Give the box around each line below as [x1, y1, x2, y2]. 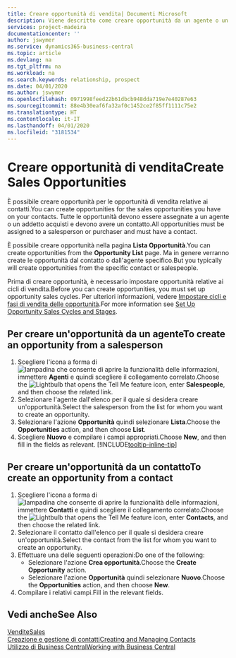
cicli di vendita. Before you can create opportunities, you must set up [7, 285, 206, 293]
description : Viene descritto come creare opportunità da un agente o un [7, 17, 229, 24]
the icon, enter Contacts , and [17, 513, 228, 522]
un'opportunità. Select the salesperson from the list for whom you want [17, 403, 223, 411]
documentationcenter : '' [7, 30, 80, 37]
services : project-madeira [7, 23, 87, 30]
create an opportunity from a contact [7, 471, 173, 484]
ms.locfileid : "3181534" [7, 129, 80, 136]
